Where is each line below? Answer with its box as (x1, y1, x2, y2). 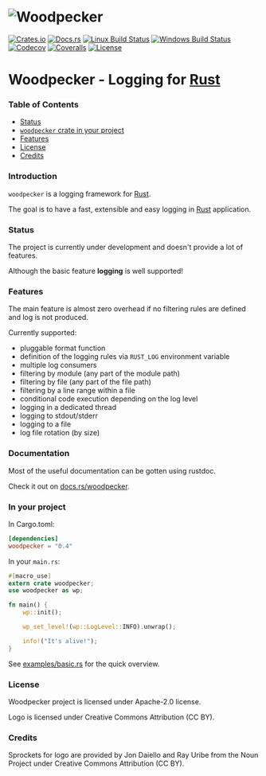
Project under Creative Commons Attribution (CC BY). (8, 758, 185, 768)
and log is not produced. (8, 313, 89, 322)
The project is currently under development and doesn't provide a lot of (8, 243, 244, 252)
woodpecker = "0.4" (8, 542, 73, 550)
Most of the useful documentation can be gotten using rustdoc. (8, 466, 217, 475)
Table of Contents (8, 99, 80, 111)
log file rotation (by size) (19, 428, 100, 438)
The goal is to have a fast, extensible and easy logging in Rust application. (8, 204, 252, 214)
